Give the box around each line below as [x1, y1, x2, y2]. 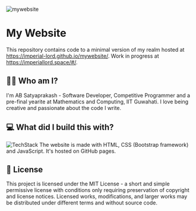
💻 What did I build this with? [6, 122, 114, 133]
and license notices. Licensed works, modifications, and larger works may [6, 193, 188, 200]
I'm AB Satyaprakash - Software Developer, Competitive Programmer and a [6, 92, 191, 99]
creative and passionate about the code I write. [6, 104, 122, 111]
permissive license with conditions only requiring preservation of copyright [6, 187, 190, 194]
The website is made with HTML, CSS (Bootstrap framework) [39, 141, 189, 148]
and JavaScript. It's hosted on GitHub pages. [6, 147, 116, 155]
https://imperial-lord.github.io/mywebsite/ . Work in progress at [6, 52, 159, 59]
